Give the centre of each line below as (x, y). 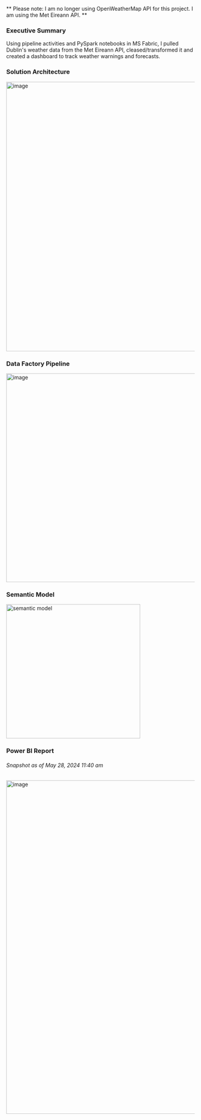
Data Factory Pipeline (38, 363)
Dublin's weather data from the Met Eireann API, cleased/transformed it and (100, 50)
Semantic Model (31, 594)
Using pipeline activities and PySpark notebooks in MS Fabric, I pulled (92, 44)
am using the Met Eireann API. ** (47, 15)
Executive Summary (36, 31)
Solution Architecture (38, 72)
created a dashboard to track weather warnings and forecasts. (83, 56)
